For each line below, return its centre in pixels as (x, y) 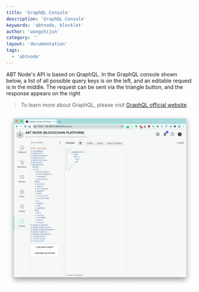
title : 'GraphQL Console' (38, 13)
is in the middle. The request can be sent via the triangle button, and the (95, 87)
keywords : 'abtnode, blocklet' (45, 25)
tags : (13, 51)
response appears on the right (43, 93)
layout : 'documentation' (37, 44)
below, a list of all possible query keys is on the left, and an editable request (99, 80)
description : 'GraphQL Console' (46, 19)
